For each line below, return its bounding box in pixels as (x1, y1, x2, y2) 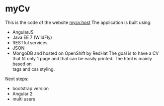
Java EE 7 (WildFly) (12, 34, 52, 40)
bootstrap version (12, 85, 49, 91)
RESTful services (12, 39, 48, 45)
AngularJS (12, 29, 34, 35)
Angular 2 (12, 91, 33, 97)
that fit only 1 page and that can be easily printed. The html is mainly (12, 55, 153, 61)
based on (12, 61, 32, 67)
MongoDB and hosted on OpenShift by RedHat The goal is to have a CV (12, 50, 159, 56)
